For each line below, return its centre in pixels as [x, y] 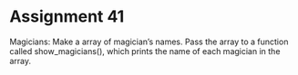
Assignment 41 [67, 17]
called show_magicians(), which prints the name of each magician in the [145, 51]
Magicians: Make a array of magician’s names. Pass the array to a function [149, 42]
